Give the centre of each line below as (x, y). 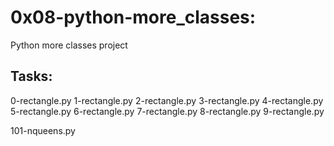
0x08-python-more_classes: (133, 17)
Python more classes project (69, 45)
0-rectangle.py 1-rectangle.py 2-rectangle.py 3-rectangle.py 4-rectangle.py (167, 100)
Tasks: (31, 76)
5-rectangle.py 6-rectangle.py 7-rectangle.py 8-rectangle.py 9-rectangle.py (167, 111)
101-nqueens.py (43, 130)
